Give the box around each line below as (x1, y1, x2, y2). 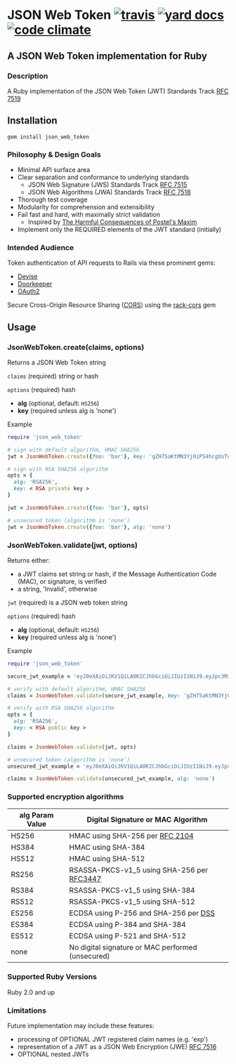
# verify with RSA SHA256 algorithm (7, 704, 114, 712)
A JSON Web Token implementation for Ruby (7, 50, 207, 62)
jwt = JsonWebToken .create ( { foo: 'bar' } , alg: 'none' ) (7, 523, 171, 530)
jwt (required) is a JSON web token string (7, 598, 128, 607)
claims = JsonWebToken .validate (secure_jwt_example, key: (7, 692, 181, 699)
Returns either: (7, 556, 51, 565)
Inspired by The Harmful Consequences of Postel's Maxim (27, 218, 197, 226)
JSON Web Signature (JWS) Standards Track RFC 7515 (27, 180, 188, 189)
